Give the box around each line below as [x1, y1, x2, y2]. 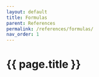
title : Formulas [6, 15, 47, 21]
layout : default [6, 8, 47, 15]
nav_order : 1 [6, 32, 39, 38]
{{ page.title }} [6, 58, 81, 72]
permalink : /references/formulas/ [6, 25, 94, 32]
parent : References [6, 20, 56, 26]
